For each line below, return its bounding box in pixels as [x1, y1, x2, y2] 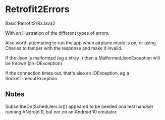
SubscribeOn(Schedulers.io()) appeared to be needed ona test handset [5, 103, 153, 109]
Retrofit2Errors [5, 4, 70, 15]
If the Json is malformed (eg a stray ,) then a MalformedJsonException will [5, 54, 160, 61]
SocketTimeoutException [5, 75, 58, 81]
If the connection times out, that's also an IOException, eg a [5, 70, 130, 76]
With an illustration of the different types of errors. [5, 30, 110, 36]
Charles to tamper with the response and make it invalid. [5, 45, 123, 51]
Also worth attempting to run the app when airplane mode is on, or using [5, 39, 156, 46]
